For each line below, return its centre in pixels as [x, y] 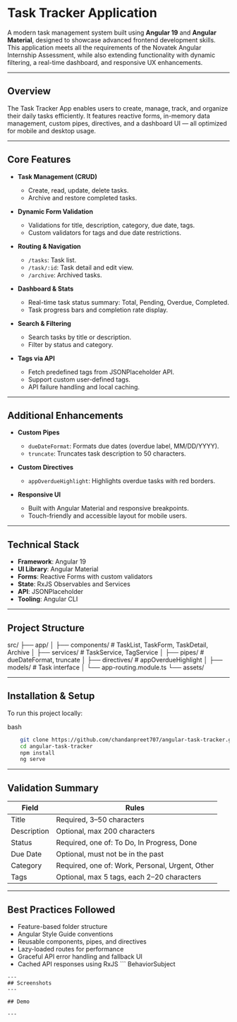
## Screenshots [30, 983]
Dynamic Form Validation [55, 211]
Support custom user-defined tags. [79, 379]
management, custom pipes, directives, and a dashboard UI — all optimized [117, 123]
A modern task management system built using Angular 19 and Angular [112, 32]
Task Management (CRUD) [57, 176]
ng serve [33, 760]
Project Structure [46, 628]
